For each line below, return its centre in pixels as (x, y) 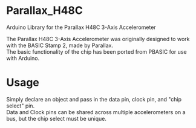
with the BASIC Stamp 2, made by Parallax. (60, 45)
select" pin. (21, 106)
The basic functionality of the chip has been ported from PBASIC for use (96, 51)
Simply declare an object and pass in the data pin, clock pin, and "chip (94, 99)
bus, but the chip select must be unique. (57, 118)
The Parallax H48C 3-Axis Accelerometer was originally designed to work (98, 39)
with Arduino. (23, 58)
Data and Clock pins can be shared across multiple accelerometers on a (96, 112)
